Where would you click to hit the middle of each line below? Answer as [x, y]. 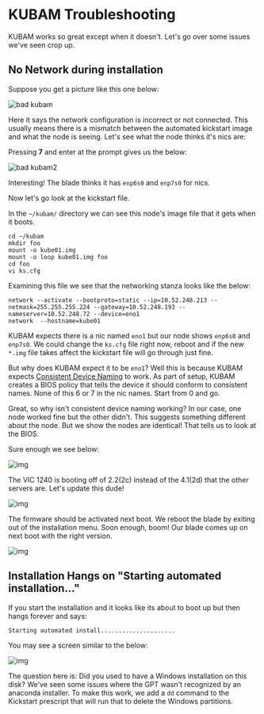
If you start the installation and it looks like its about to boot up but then [124, 607]
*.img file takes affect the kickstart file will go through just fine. [111, 352]
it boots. [22, 221]
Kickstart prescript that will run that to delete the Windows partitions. [121, 701]
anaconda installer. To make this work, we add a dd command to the [119, 693]
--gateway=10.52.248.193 [134, 307]
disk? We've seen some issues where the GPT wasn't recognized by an [125, 684]
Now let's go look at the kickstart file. [69, 198]
